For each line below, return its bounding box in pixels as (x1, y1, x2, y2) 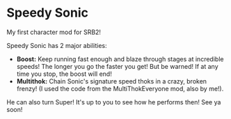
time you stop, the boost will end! (16, 70, 112, 78)
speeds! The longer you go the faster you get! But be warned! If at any (16, 62, 218, 70)
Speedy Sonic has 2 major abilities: (6, 41, 107, 49)
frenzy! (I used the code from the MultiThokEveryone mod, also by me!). (16, 84, 224, 93)
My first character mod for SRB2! (6, 28, 102, 36)
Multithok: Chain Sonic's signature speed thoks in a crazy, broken (16, 77, 207, 85)
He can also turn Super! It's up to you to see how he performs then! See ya (6, 97, 221, 106)
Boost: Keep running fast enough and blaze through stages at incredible (16, 54, 224, 63)
